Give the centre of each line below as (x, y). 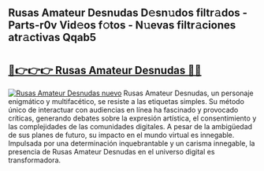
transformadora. (35, 160)
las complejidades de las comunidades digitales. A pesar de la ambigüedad (130, 126)
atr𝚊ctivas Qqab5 (52, 37)
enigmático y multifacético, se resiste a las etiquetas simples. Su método (126, 101)
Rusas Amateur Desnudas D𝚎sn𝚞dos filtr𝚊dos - (128, 13)
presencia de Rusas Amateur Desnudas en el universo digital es (112, 152)
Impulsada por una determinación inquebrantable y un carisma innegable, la (132, 143)
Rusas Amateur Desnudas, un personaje (188, 93)
